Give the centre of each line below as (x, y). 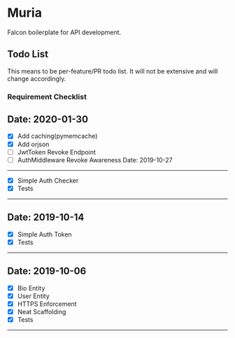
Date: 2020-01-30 (48, 119)
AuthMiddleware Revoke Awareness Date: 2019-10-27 (95, 160)
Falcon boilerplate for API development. (64, 32)
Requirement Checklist (47, 97)
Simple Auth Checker (48, 181)
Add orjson (33, 144)
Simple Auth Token (44, 234)
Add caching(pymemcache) (57, 136)
